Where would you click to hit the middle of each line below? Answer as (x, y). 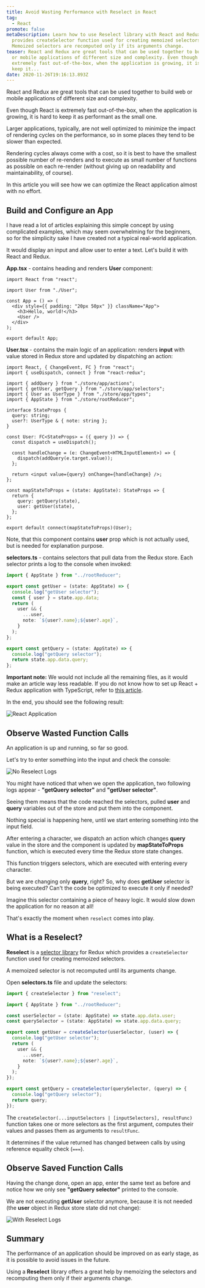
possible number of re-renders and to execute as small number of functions (102, 160)
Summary (25, 1238)
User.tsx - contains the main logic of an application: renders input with (95, 350)
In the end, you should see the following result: (65, 702)
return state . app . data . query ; (50, 660)
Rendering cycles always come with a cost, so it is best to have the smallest (102, 153)
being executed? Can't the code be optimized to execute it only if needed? (100, 888)
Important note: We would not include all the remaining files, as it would (97, 677)
